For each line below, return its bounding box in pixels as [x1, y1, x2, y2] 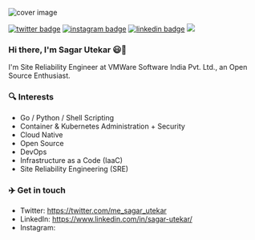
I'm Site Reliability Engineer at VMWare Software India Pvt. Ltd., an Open [8, 63, 248, 72]
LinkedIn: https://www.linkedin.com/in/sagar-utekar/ [19, 214, 192, 224]
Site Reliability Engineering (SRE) [19, 164, 129, 173]
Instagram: [19, 222, 56, 232]
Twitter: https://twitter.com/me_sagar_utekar [19, 205, 167, 215]
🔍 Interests [8, 92, 55, 103]
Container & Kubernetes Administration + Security [19, 121, 186, 131]
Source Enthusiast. [8, 71, 71, 80]
